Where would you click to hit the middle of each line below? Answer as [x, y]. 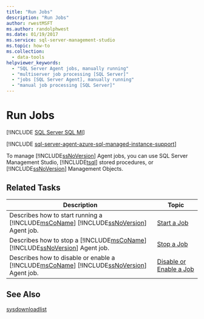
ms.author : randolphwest [38, 29]
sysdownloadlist [27, 309]
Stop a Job [172, 244]
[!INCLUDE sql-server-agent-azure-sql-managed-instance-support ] [91, 144]
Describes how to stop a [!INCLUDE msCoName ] [78, 240]
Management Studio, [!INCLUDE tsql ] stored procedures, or [80, 162]
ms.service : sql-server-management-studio [61, 40]
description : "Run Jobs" [38, 18]
